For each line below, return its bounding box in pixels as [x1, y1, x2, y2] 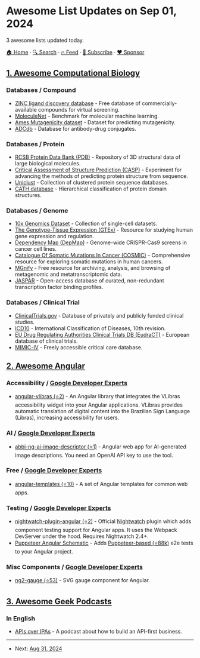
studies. [14, 318, 35, 325]
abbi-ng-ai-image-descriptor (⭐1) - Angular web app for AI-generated [14, 443, 186, 450]
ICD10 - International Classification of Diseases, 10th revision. [14, 324, 166, 332]
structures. [14, 191, 42, 198]
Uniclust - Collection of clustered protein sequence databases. [14, 179, 169, 186]
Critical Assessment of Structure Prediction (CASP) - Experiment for [14, 166, 182, 173]
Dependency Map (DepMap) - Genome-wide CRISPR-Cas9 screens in [14, 239, 187, 246]
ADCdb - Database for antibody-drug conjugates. [14, 125, 137, 132]
